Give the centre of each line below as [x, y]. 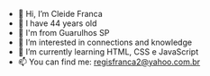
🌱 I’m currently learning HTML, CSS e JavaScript [108, 52]
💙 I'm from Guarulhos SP [64, 33]
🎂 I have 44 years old [57, 23]
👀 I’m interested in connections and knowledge [105, 42]
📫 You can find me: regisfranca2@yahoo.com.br [109, 62]
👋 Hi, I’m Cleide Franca [60, 14]
